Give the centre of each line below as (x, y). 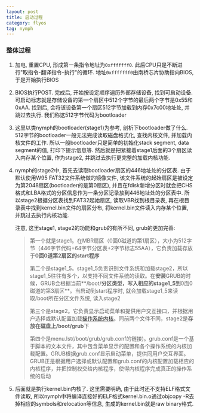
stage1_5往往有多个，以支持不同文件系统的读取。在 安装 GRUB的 (108, 275)
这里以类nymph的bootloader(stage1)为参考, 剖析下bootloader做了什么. (101, 127)
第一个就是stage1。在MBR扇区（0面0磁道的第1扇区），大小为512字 (111, 241)
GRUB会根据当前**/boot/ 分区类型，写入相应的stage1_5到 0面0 (116, 283)
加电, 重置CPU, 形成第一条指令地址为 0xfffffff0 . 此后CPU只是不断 (96, 65)
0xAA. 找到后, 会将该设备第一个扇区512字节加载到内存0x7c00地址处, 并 (102, 107)
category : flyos (26, 23)
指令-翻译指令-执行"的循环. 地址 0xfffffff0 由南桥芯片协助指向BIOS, (111, 72)
